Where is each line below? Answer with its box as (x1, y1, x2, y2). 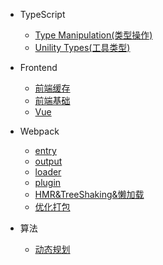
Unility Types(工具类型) (34, 42, 131, 53)
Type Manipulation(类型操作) (34, 29, 153, 41)
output (34, 155, 63, 167)
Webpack (19, 125, 60, 137)
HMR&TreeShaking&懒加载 (34, 189, 145, 200)
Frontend (19, 62, 58, 73)
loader (34, 166, 62, 178)
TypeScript (19, 9, 66, 20)
